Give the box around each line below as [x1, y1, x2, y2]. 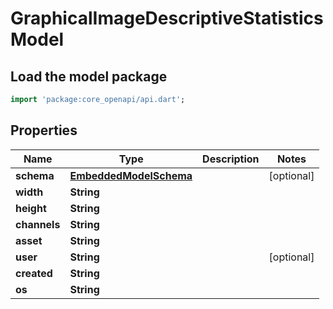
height [15, 201, 47, 215]
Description [202, 152, 260, 166]
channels [15, 217, 61, 231]
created [15, 266, 53, 280]
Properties [10, 122, 78, 139]
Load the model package [10, 68, 168, 85]
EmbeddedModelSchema [69, 168, 193, 182]
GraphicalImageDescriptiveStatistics [10, 7, 324, 30]
